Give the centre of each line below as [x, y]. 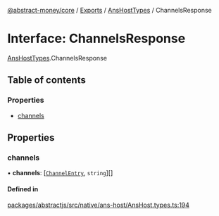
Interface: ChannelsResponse [96, 39]
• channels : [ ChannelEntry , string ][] [60, 173]
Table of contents [46, 80]
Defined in [23, 189]
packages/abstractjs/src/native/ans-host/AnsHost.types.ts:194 [99, 205]
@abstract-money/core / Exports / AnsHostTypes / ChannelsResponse [110, 10]
